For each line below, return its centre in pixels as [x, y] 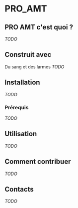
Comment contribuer [38, 162]
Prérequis [17, 107]
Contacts [19, 189]
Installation [22, 83]
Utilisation [21, 134]
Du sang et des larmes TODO [35, 67]
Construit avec [28, 55]
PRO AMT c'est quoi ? [39, 27]
